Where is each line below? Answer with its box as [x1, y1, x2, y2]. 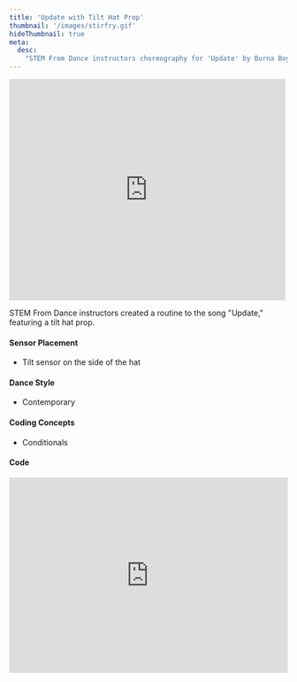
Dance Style [9, 377, 56, 388]
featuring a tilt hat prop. [9, 317, 95, 328]
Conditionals [21, 437, 68, 447]
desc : [17, 46, 38, 55]
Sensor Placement [9, 337, 79, 348]
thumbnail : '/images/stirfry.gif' [9, 21, 137, 30]
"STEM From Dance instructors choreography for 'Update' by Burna [25, 54, 275, 63]
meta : [9, 37, 29, 47]
